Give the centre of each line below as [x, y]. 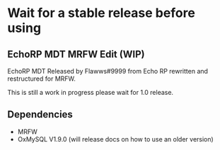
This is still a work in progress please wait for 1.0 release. [91, 92]
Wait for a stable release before [102, 13]
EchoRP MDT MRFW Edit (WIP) [76, 54]
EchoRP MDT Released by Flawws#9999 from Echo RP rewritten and [108, 71]
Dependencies [40, 115]
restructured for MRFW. [42, 79]
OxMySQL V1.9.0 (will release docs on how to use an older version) [115, 139]
